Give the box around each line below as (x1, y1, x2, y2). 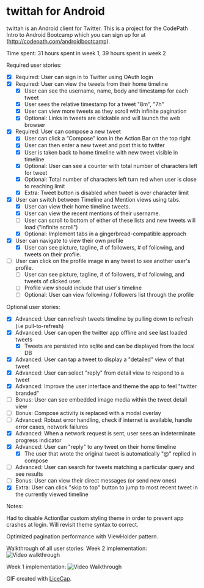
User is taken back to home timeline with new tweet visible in (24, 148, 178, 156)
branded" (15, 389, 40, 397)
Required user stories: (6, 61, 62, 69)
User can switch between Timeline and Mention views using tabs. (15, 196, 181, 203)
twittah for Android (6, 4, 105, 18)
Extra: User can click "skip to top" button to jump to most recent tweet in (15, 484, 199, 491)
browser (24, 121, 46, 129)
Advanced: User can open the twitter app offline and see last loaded (15, 329, 188, 336)
